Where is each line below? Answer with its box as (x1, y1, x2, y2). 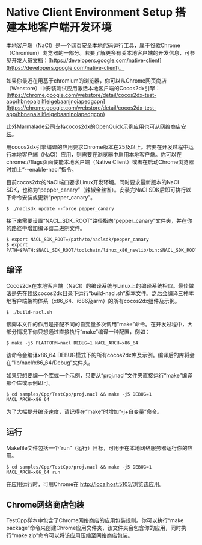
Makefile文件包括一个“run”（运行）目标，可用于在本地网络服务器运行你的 (6, 444, 188, 452)
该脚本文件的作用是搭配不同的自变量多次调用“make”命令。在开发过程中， (6, 320, 188, 328)
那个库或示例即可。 (6, 379, 54, 386)
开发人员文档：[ (11, 57, 51, 64)
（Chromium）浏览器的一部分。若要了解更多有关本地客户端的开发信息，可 (6, 49, 191, 56)
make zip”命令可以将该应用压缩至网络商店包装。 (14, 532, 133, 539)
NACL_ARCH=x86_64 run (6, 469, 61, 475)
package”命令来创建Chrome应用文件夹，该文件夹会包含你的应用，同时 (6, 525, 182, 532)
